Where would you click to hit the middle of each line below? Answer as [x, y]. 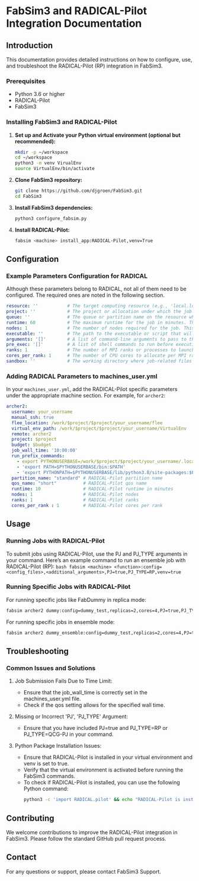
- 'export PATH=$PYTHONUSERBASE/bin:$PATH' [71, 467]
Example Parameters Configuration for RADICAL [77, 275]
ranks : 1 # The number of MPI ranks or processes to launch [100, 350]
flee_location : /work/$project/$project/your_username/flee [87, 423]
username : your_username [42, 412]
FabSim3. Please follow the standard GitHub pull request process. [86, 838]
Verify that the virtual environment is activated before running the [103, 770]
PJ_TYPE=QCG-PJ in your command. [68, 734]
